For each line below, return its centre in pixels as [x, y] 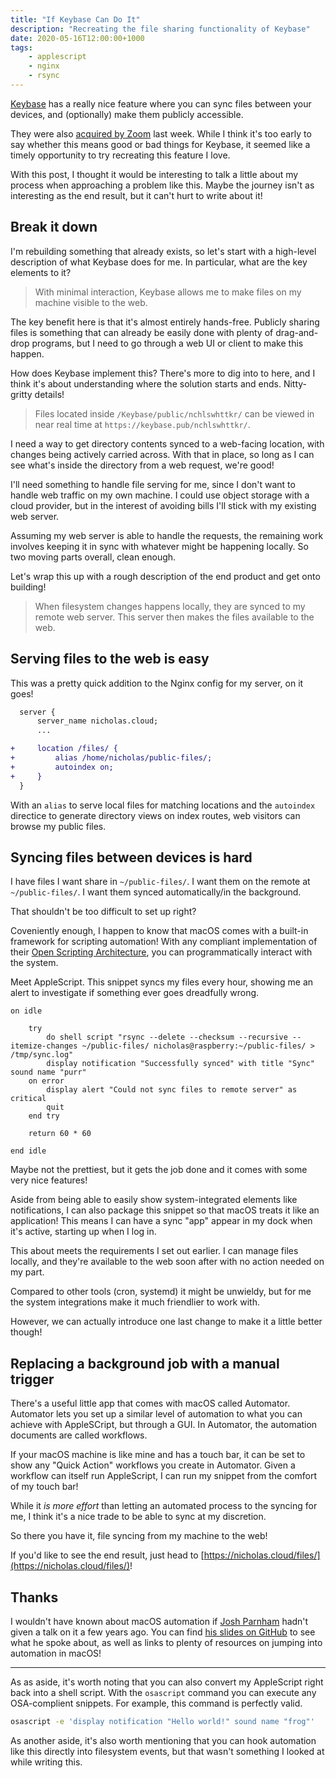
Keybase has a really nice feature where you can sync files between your [161, 103]
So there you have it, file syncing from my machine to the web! [139, 1536]
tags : [21, 47]
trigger [32, 1379]
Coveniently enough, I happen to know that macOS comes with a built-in [159, 931]
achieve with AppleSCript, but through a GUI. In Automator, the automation [164, 1425]
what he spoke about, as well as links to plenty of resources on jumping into [166, 1642]
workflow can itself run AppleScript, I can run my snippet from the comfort [164, 1476]
